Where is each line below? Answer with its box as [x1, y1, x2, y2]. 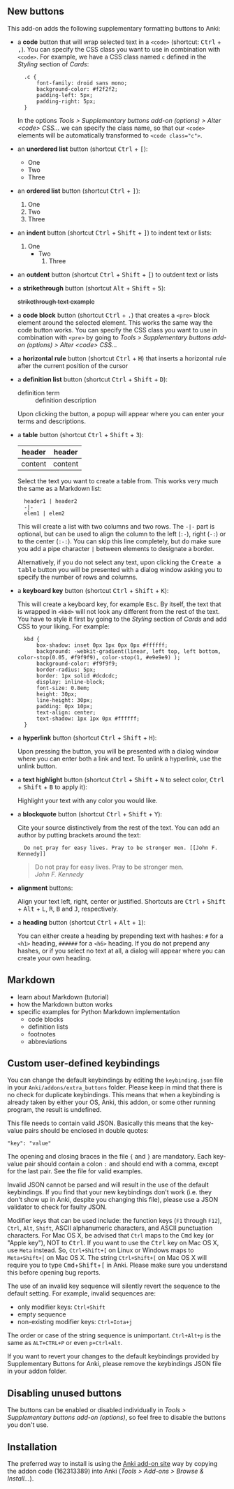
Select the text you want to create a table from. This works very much [17, 476, 219, 485]
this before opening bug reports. [7, 1268, 101, 1277]
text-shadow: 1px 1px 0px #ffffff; [36, 715, 140, 722]
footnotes [27, 1029, 56, 1038]
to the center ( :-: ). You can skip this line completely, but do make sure [17, 537, 221, 545]
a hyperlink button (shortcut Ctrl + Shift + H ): [17, 733, 157, 742]
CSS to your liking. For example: [17, 622, 110, 631]
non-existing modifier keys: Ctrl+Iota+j [17, 1318, 133, 1326]
